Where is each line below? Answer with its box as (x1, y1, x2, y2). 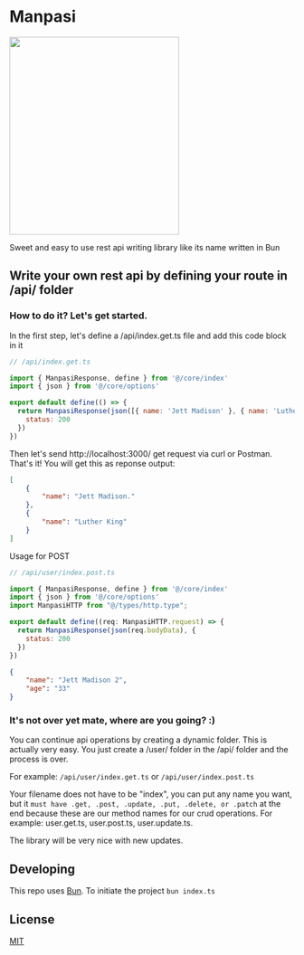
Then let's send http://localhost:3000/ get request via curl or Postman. (9, 448, 273, 459)
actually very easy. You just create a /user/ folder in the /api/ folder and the (9, 744, 289, 755)
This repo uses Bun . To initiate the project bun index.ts (9, 885, 215, 896)
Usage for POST (9, 550, 71, 562)
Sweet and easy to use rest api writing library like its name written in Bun (9, 241, 280, 252)
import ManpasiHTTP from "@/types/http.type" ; (9, 601, 188, 610)
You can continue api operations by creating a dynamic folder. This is (9, 734, 268, 745)
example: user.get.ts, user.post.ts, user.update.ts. (9, 818, 194, 828)
